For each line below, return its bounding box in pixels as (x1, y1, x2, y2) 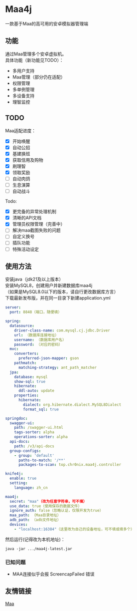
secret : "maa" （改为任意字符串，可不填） (9, 499, 87, 504)
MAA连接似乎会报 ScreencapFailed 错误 (12, 571, 95, 577)
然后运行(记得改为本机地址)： (5, 536, 66, 542)
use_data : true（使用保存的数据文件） (9, 503, 82, 509)
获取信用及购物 (12, 157, 43, 163)
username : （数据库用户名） (14, 337, 66, 342)
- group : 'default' (14, 453, 55, 458)
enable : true (9, 476, 37, 481)
